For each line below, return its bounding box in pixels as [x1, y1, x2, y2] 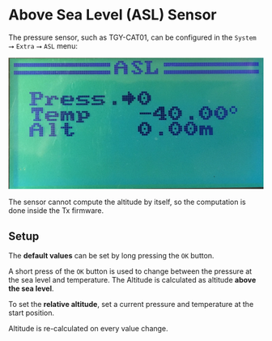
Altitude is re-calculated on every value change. [8, 324, 168, 334]
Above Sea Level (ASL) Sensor [8, 6, 217, 24]
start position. [8, 308, 55, 318]
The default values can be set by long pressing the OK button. [8, 251, 215, 261]
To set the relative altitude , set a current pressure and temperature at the [8, 300, 254, 309]
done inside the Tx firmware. [8, 206, 104, 215]
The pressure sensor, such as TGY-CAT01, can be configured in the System [8, 32, 257, 42]
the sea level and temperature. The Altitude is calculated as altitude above [8, 275, 257, 285]
